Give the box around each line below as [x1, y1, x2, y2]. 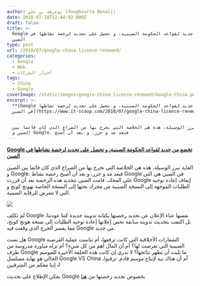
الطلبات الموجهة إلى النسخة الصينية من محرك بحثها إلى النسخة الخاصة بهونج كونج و [7, 183, 190, 190]
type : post [7, 42, 34, 48]
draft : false [7, 20, 39, 26]
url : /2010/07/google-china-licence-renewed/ [7, 48, 121, 54]
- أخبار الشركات [12, 70, 52, 76]
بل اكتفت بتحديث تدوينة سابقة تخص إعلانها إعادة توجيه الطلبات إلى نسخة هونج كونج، [7, 218, 192, 225]
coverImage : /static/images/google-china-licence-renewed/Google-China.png [7, 92, 198, 98]
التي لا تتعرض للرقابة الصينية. [7, 189, 71, 196]
